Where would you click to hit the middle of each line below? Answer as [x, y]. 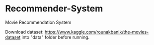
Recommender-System [54, 9]
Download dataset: [24, 32]
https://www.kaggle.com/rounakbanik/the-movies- [97, 32]
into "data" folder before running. [56, 37]
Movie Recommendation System [38, 22]
